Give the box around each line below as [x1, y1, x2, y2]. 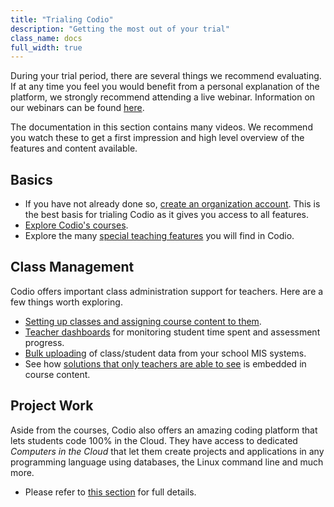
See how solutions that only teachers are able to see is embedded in [24, 357, 307, 370]
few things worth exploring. [10, 296, 123, 308]
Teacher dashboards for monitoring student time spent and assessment [24, 326, 321, 338]
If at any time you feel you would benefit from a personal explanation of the [10, 81, 320, 93]
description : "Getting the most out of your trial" [10, 24, 230, 34]
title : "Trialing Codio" [10, 14, 114, 25]
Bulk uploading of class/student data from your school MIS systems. [24, 347, 307, 359]
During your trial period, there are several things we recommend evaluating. [10, 70, 322, 82]
